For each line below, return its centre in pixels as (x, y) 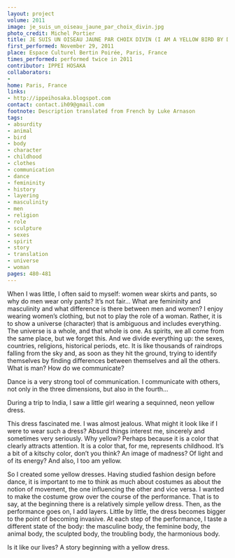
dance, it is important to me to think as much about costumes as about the (114, 481)
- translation (28, 255)
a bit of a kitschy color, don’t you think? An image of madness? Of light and (115, 453)
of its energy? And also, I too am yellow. (65, 460)
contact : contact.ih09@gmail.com (56, 105)
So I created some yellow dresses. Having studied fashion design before (112, 474)
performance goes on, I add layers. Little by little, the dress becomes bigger (116, 511)
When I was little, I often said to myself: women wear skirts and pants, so (112, 294)
